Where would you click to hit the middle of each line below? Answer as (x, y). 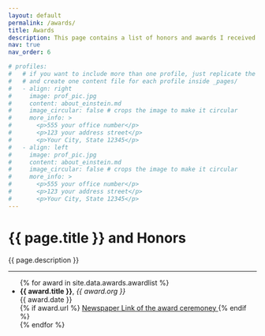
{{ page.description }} (44, 260)
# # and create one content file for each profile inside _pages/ (123, 81)
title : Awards (32, 30)
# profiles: (28, 67)
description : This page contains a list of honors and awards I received (132, 38)
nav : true (24, 45)
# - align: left (38, 147)
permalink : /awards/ (42, 23)
